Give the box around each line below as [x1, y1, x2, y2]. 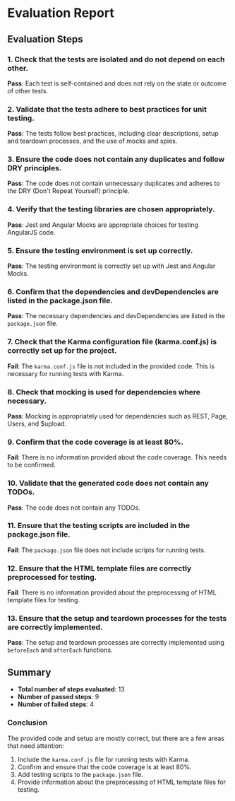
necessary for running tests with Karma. [7, 369, 124, 378]
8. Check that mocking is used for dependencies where [7, 387, 201, 397]
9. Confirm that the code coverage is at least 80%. [7, 437, 183, 447]
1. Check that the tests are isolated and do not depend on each [7, 54, 225, 64]
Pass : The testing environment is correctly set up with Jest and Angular [7, 262, 216, 270]
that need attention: [7, 741, 65, 750]
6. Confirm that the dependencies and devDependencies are [7, 286, 219, 296]
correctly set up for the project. [7, 346, 118, 356]
